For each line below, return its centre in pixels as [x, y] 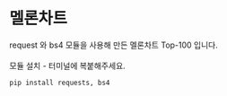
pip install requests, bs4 [60, 83]
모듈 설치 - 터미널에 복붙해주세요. [67, 65]
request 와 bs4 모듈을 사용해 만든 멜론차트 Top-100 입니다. [113, 45]
